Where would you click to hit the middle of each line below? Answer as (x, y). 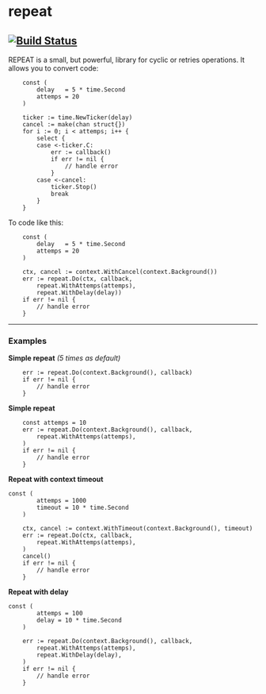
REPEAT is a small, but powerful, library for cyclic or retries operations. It (127, 60)
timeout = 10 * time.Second (83, 508)
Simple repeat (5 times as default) (65, 358)
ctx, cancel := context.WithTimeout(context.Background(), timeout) (138, 529)
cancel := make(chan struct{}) (74, 125)
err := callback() (81, 152)
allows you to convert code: (53, 68)
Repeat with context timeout (56, 480)
